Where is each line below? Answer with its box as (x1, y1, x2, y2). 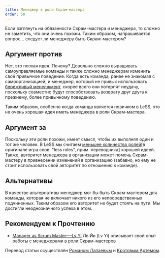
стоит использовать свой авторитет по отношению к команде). (5, 163, 139, 169)
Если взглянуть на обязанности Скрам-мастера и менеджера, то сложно (5, 25, 160, 31)
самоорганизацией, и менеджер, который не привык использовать (5, 79, 148, 85)
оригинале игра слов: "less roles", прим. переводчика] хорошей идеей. (5, 147, 155, 153)
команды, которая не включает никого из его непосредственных (5, 195, 143, 201)
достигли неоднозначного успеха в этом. (5, 205, 93, 211)
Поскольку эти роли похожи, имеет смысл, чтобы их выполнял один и (5, 136, 154, 143)
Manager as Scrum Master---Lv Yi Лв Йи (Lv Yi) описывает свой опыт (12, 232, 157, 238)
